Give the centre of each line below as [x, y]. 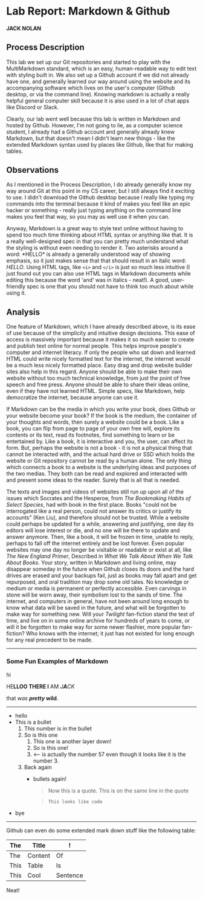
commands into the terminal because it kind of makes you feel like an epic [98, 204]
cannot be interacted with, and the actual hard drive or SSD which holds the [101, 454]
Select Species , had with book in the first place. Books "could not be [92, 505]
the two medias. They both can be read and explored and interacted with [97, 473]
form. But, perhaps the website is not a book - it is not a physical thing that [99, 448]
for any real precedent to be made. [50, 640]
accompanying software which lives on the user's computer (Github [91, 88]
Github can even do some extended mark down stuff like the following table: [101, 830]
